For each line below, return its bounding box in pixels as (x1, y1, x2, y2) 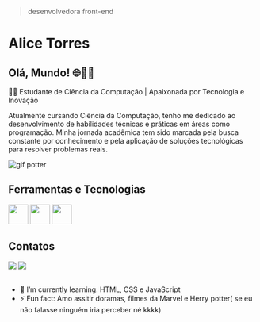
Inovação (8, 95, 39, 105)
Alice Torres (8, 35, 90, 52)
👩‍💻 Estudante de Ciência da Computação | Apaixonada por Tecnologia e (8, 87, 245, 96)
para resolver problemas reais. (8, 144, 109, 154)
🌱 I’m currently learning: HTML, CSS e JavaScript (19, 285, 181, 294)
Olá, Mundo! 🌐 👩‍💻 (8, 66, 95, 79)
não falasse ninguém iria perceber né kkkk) (19, 305, 162, 315)
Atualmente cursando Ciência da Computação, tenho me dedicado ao (8, 111, 236, 120)
